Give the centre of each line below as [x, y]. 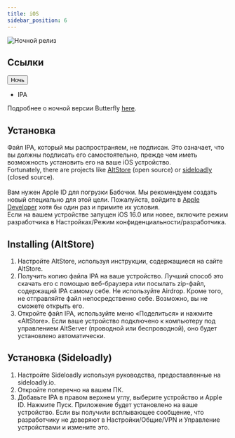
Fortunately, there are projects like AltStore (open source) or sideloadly [110, 170]
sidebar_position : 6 [38, 20]
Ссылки [26, 62]
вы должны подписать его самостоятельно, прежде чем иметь [102, 155]
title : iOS [23, 14]
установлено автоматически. [61, 335]
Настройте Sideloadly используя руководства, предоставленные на [119, 375]
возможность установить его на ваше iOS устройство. [89, 162]
